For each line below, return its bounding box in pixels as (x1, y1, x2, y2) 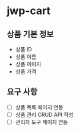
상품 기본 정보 (7, 29, 54, 39)
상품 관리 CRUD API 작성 (15, 111, 74, 118)
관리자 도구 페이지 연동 (15, 118, 68, 125)
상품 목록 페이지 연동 (15, 103, 64, 110)
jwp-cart (7, 4, 51, 18)
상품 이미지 (15, 61, 42, 67)
